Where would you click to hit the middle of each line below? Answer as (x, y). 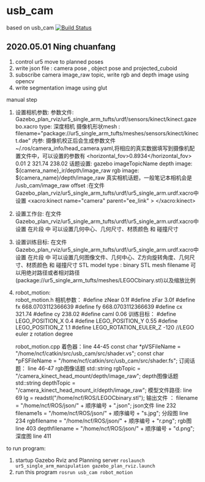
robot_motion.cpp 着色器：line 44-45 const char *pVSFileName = (98, 346)
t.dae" (23, 140)
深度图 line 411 (33, 436)
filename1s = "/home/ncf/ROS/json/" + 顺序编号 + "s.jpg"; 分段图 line (102, 413)
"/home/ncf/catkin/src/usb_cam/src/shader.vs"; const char (90, 353)
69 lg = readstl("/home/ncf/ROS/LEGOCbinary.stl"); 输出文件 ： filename (106, 397)
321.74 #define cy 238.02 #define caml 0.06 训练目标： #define (95, 314)
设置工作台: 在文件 (38, 213)
